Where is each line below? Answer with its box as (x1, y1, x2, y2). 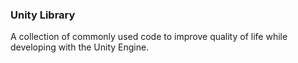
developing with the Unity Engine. (10, 41, 150, 53)
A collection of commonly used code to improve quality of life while (10, 31, 288, 43)
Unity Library (10, 8, 76, 22)
